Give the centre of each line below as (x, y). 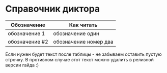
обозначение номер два (83, 42)
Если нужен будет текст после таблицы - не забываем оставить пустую (83, 54)
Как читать (83, 25)
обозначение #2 (28, 42)
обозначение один (76, 33)
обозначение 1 (26, 33)
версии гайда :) (22, 65)
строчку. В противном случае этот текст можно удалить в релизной (80, 59)
